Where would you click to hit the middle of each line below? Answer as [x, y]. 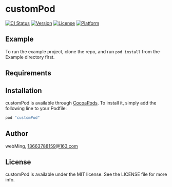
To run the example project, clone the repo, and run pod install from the [83, 51]
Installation [24, 90]
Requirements [28, 73]
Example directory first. [30, 57]
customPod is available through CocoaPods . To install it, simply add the [81, 102]
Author [17, 134]
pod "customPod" [23, 118]
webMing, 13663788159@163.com [42, 146]
